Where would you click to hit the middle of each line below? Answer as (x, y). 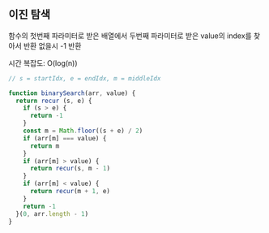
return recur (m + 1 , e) (70, 192)
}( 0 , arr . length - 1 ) (52, 214)
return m (45, 146)
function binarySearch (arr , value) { (72, 93)
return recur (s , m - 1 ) (70, 169)
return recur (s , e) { (54, 101)
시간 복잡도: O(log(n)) (43, 63)
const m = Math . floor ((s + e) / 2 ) (83, 131)
